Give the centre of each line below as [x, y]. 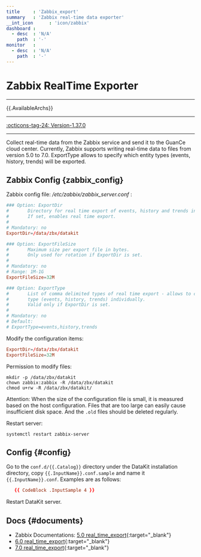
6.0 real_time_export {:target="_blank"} [62, 541]
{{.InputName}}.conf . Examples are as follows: [64, 479]
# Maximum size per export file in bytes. [68, 250]
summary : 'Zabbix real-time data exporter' [65, 17]
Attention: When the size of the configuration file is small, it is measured [95, 399]
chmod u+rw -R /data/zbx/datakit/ [49, 388]
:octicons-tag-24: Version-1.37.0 [46, 125]
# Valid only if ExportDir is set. [59, 305]
